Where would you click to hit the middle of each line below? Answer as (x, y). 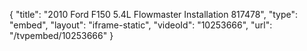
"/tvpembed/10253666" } (61, 35)
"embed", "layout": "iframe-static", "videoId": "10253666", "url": (141, 25)
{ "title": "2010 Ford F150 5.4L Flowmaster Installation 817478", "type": (154, 14)
